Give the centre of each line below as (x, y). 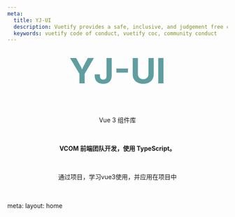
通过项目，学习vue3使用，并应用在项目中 (117, 176)
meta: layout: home (35, 205)
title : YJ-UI (33, 20)
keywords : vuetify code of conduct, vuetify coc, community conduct (115, 33)
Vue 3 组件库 (117, 120)
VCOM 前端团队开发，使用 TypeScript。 (117, 148)
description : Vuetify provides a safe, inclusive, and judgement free (119, 27)
